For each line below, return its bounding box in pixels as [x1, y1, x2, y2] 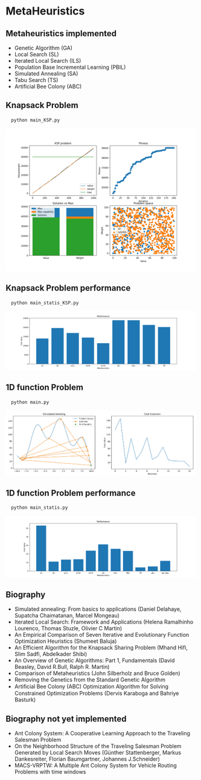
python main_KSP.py [11, 117, 60, 123]
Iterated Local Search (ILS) [14, 57, 81, 64]
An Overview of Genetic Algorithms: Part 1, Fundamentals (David [14, 657, 175, 664]
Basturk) [14, 696, 36, 703]
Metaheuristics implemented [5, 28, 117, 39]
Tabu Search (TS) [14, 77, 59, 83]
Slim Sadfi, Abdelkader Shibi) [14, 651, 88, 658]
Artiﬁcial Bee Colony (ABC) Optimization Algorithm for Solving [14, 683, 169, 690]
